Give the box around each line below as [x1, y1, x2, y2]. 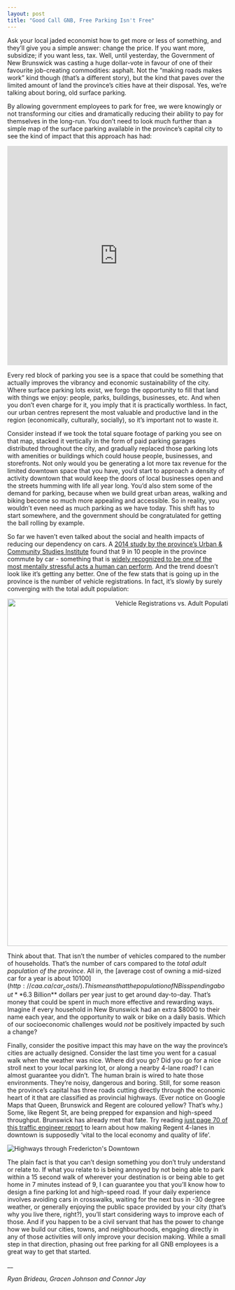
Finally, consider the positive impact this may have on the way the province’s [7, 1042, 228, 1050]
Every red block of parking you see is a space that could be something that [7, 371, 224, 379]
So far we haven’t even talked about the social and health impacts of [7, 532, 205, 540]
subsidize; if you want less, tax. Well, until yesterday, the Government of [7, 51, 215, 60]
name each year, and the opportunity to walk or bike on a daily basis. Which [7, 1013, 226, 1021]
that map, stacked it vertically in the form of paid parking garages [7, 437, 196, 445]
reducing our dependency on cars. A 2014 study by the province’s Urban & [7, 540, 222, 548]
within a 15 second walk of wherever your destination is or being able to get [7, 1173, 225, 1181]
